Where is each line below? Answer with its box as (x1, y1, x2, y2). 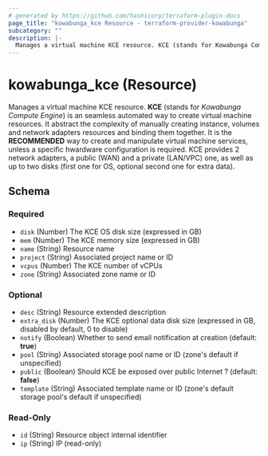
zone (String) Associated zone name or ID (19, 269, 156, 279)
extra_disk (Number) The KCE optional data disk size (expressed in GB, (19, 316, 256, 326)
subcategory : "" (8, 26, 62, 34)
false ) (19, 375, 40, 385)
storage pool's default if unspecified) (19, 392, 142, 402)
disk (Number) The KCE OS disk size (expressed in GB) (19, 227, 202, 236)
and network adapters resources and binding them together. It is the (8, 128, 233, 137)
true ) (19, 341, 37, 351)
